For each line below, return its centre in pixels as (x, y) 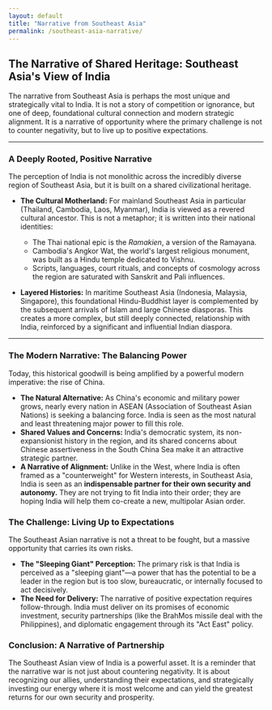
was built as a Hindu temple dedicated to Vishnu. (114, 259)
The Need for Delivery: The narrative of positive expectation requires (136, 599)
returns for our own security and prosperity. (82, 697)
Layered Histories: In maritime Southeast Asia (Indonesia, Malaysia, (134, 293)
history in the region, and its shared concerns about (151, 441)
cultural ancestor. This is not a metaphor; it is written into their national (138, 218)
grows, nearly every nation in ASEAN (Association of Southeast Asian (136, 406)
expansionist (41, 441)
